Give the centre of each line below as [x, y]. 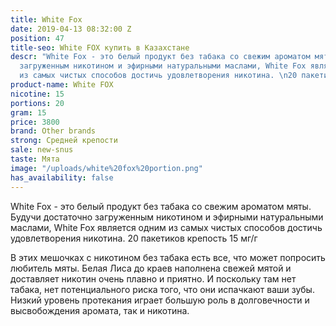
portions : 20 [37, 103]
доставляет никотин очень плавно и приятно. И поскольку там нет [153, 278]
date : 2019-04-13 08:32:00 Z [71, 29]
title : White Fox [46, 19]
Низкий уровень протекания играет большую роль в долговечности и [160, 300]
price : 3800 [35, 122]
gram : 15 [28, 112]
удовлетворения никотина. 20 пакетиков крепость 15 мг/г [134, 238]
